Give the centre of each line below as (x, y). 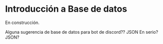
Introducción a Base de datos (66, 9)
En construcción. (22, 22)
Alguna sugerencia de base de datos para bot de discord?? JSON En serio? (82, 32)
